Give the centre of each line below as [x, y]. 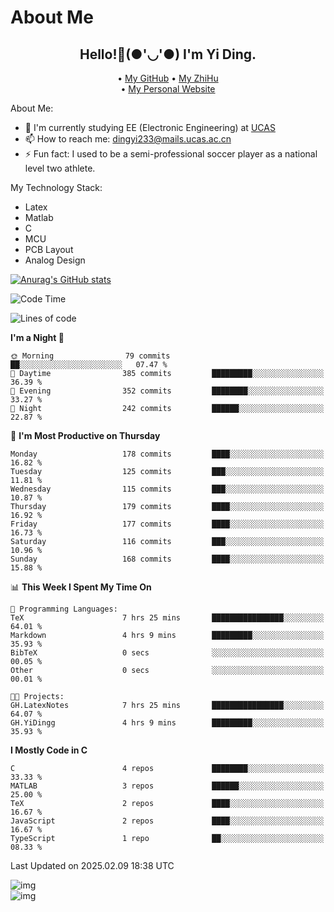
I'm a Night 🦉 [37, 337]
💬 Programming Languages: [64, 609]
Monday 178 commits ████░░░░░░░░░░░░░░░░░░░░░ [167, 454]
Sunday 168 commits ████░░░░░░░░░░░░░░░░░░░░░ [167, 559]
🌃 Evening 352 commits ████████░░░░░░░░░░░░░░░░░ [167, 391]
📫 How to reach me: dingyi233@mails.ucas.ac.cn [128, 139]
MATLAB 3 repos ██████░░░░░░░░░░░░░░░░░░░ [167, 786]
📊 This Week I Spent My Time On [81, 587]
